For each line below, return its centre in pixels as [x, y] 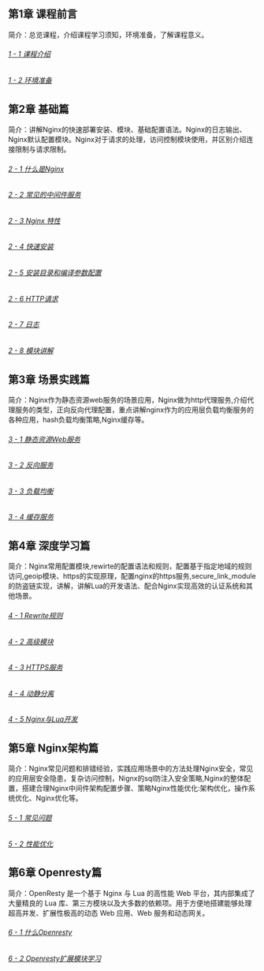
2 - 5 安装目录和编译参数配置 [55, 273]
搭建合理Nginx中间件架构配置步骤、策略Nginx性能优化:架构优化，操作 [135, 789]
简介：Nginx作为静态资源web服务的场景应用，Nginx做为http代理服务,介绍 [128, 399]
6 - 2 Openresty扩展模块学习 [55, 958]
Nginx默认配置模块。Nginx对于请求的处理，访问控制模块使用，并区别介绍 [127, 140]
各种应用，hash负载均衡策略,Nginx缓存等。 [78, 419]
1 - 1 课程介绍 [30, 54]
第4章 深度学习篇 [49, 546]
